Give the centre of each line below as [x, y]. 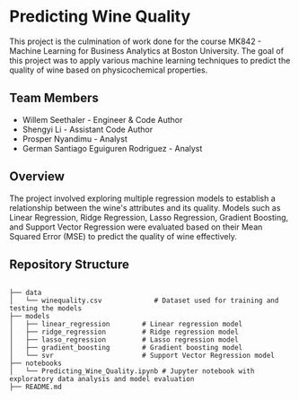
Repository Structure [70, 264]
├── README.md [36, 387]
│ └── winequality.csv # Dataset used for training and [144, 301]
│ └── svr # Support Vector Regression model [142, 356]
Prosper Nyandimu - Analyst [75, 139]
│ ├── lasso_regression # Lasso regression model [124, 340]
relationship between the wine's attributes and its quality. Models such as [145, 207]
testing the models [46, 309]
